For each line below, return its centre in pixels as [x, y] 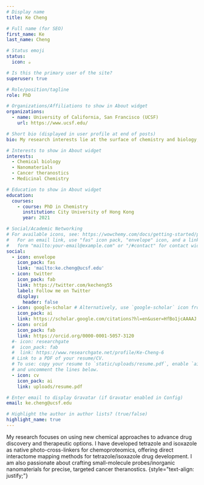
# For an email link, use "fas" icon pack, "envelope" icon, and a [96, 240]
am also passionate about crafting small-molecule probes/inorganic [91, 463]
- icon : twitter [32, 274]
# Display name [25, 12]
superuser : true [27, 79]
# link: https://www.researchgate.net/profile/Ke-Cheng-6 [88, 353]
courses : [23, 201]
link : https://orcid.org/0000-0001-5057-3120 [76, 336]
